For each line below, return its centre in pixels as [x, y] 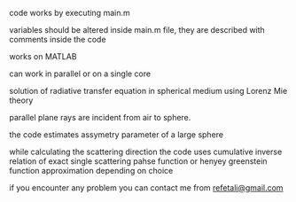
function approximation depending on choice [91, 171]
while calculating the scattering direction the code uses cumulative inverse [146, 151]
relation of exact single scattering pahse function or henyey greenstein [138, 161]
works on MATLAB [43, 56]
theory [21, 100]
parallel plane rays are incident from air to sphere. [100, 117]
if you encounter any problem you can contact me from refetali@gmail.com [146, 188]
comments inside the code [58, 39]
